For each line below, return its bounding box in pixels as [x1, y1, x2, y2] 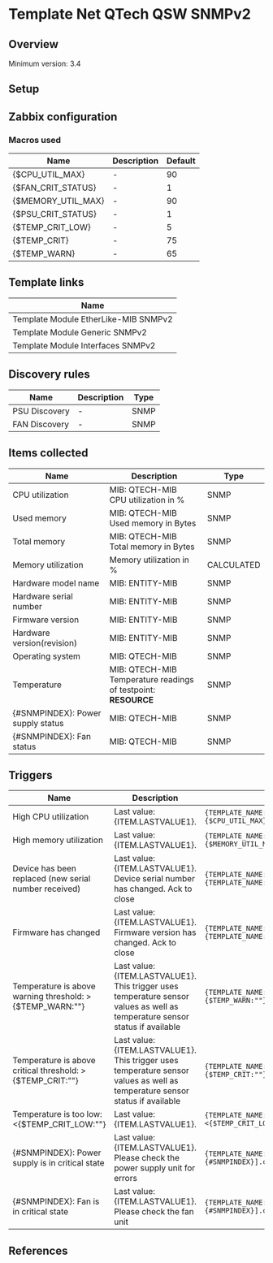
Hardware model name [12, 577, 100, 589]
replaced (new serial [12, 873, 91, 885]
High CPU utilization [12, 811, 89, 823]
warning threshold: [12, 991, 84, 1002]
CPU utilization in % [109, 494, 185, 505]
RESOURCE [109, 694, 154, 705]
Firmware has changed [12, 927, 101, 938]
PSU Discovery [12, 405, 71, 417]
